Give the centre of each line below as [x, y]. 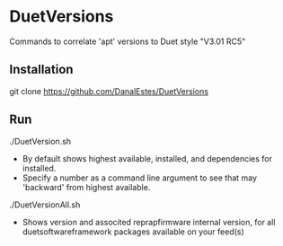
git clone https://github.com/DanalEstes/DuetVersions [109, 91]
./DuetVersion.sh [40, 141]
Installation [41, 70]
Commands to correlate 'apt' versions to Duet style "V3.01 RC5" [128, 41]
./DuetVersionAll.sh [45, 205]
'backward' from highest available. [86, 187]
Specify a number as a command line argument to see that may [140, 178]
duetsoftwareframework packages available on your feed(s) [133, 232]
